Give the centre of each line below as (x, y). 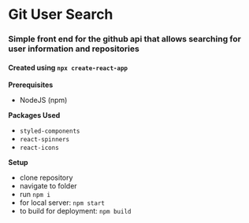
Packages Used (34, 115)
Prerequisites (31, 85)
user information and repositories (74, 49)
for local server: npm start (62, 203)
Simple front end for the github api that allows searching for (125, 39)
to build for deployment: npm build (75, 211)
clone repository (46, 177)
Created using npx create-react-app (68, 68)
